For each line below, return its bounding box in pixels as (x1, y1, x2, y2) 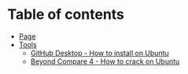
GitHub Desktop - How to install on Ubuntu (30, 48, 170, 57)
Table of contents (7, 6, 125, 24)
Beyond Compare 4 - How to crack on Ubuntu (30, 57, 180, 66)
